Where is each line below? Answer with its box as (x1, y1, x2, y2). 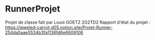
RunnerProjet (5, 3, 60, 14)
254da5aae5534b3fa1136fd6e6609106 (5, 29, 84, 35)
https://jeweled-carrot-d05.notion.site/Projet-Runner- (5, 24, 113, 30)
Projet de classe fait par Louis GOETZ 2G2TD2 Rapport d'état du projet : (5, 19, 151, 25)
